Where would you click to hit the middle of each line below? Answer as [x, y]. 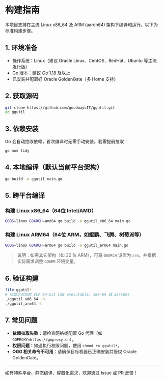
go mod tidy [17, 151]
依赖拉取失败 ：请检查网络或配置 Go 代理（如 [57, 333]
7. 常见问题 [21, 320]
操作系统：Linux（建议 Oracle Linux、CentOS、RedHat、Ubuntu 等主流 [84, 60]
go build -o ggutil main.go [34, 179]
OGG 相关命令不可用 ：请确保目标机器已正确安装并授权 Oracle [74, 351]
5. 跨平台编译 [25, 195]
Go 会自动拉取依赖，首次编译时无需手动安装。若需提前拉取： [67, 142]
